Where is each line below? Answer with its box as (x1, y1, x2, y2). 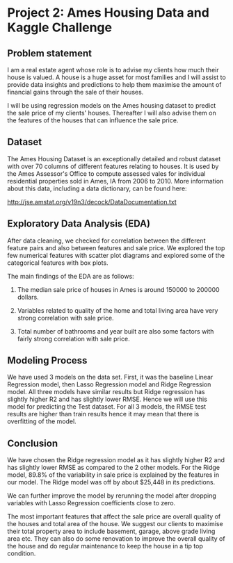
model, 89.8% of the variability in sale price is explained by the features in (7, 471, 220, 479)
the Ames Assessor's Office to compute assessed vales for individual (7, 169, 206, 178)
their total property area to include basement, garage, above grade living (7, 527, 216, 536)
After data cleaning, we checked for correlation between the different (7, 236, 206, 245)
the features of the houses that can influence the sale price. (7, 116, 179, 124)
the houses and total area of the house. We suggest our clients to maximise (7, 520, 224, 528)
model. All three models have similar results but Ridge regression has (7, 388, 205, 396)
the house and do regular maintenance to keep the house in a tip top (7, 542, 204, 550)
